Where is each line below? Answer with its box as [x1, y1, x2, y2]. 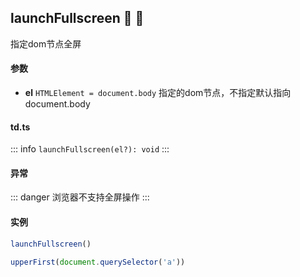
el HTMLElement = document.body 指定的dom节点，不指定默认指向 [24, 87, 292, 99]
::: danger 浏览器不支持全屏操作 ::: [10, 191, 150, 203]
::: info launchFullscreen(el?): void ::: [10, 143, 170, 155]
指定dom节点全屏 [10, 37, 82, 50]
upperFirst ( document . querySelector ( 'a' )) [10, 257, 186, 267]
